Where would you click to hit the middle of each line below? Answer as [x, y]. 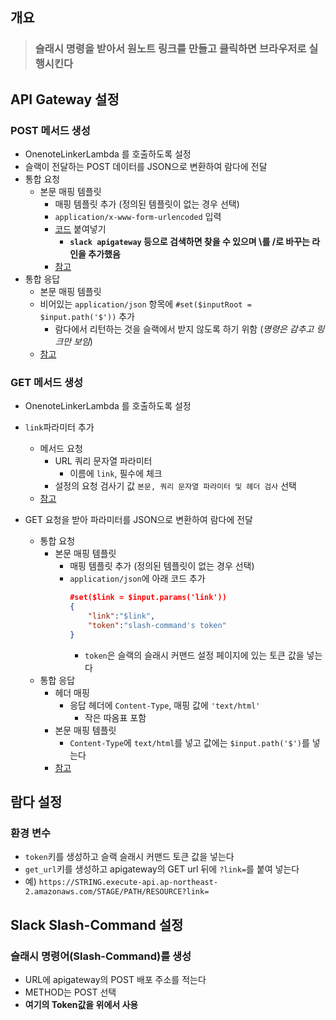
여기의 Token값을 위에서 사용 [81, 1005]
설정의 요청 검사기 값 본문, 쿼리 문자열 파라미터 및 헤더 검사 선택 [175, 486]
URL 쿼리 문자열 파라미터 [103, 461]
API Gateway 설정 [65, 99]
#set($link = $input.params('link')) [148, 598]
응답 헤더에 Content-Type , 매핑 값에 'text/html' [165, 705]
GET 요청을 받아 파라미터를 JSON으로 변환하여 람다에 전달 [138, 520]
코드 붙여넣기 [80, 229]
